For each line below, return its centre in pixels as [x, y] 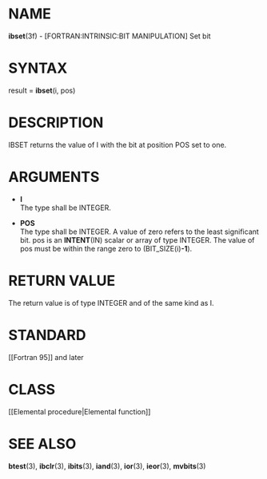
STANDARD [47, 335]
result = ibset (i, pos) [42, 90]
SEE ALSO [42, 443]
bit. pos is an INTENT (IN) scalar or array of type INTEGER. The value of [137, 239]
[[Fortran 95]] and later [46, 357]
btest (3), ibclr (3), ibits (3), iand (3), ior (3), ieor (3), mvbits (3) [107, 466]
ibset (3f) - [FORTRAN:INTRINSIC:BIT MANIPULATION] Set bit [110, 36]
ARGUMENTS [54, 177]
